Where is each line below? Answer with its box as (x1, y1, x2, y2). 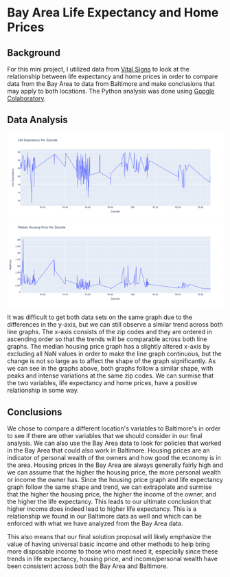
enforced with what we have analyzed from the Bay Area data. (7, 519, 183, 527)
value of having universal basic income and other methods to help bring (7, 540, 211, 548)
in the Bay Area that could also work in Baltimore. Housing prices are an (7, 446, 211, 455)
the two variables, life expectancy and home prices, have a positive (7, 379, 198, 387)
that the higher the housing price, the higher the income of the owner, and (7, 490, 216, 499)
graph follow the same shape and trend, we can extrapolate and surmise (7, 483, 212, 491)
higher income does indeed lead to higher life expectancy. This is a (7, 505, 197, 513)
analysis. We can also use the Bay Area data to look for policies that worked (7, 439, 222, 448)
